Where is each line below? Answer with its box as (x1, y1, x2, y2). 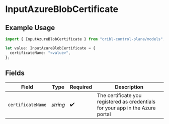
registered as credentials (97, 98, 156, 105)
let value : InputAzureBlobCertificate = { (5, 45, 96, 50)
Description (115, 83, 144, 90)
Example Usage (5, 23, 55, 32)
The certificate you (97, 92, 142, 99)
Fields (5, 68, 25, 77)
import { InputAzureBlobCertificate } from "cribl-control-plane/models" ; (5, 36, 165, 41)
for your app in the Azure (97, 104, 156, 111)
